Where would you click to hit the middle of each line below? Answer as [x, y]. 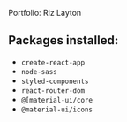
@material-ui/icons [57, 110]
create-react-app [53, 62]
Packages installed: [63, 40]
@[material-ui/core [57, 100]
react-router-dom [53, 91]
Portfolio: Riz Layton [45, 13]
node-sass [39, 72]
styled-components [55, 81]
